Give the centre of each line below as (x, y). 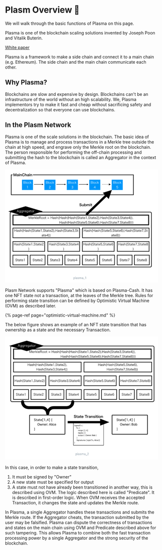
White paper (17, 47)
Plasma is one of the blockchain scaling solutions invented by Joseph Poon (80, 33)
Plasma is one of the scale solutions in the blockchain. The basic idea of (77, 137)
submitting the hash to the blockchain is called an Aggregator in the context (81, 157)
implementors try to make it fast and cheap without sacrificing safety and (78, 105)
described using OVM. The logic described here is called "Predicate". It (83, 492)
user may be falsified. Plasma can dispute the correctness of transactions (79, 522)
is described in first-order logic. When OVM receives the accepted (78, 497)
